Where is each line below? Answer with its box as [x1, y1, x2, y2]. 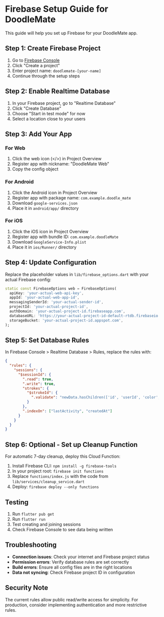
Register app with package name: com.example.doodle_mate [12, 195, 131, 200]
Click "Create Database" [12, 105, 61, 111]
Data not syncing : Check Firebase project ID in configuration [12, 569, 135, 575]
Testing [5, 498, 29, 506]
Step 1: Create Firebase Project [5, 44, 101, 52]
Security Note [5, 584, 48, 592]
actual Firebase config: [5, 276, 51, 282]
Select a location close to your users [12, 116, 86, 122]
